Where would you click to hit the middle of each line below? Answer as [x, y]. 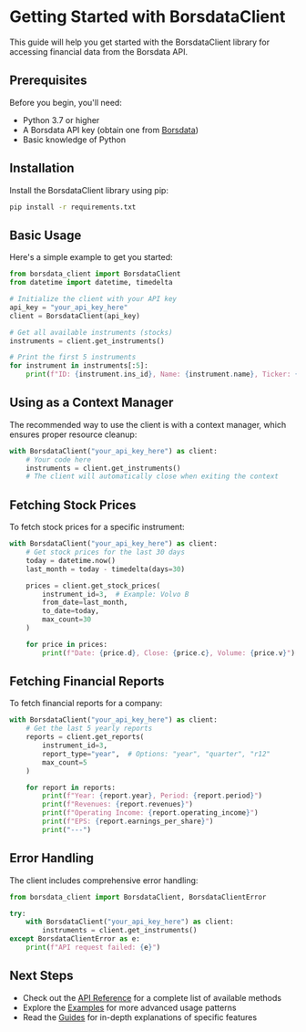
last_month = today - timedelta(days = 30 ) [105, 569]
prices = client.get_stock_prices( [93, 586]
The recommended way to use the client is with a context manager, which [148, 424]
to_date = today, [71, 611]
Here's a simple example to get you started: [91, 257]
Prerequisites [48, 81]
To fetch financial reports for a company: [86, 704]
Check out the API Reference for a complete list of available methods [152, 997]
